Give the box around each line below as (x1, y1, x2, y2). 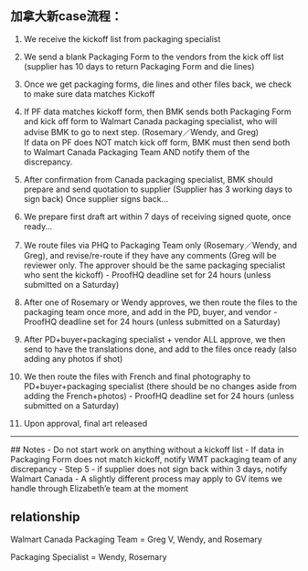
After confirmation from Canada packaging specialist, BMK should (23, 174, 273, 185)
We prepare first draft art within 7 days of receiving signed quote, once (23, 211, 292, 222)
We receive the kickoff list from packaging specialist (23, 33, 221, 44)
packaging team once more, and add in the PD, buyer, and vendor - (23, 306, 278, 317)
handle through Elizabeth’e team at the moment (10, 482, 188, 493)
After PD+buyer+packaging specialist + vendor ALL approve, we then (23, 333, 286, 344)
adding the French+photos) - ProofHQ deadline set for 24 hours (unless (23, 390, 295, 401)
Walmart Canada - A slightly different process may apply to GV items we (10, 473, 282, 484)
